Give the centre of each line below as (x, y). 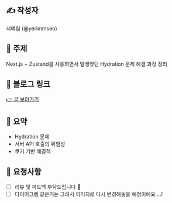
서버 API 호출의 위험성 (40, 144)
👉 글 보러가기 (23, 99)
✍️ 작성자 (22, 11)
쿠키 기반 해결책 (32, 151)
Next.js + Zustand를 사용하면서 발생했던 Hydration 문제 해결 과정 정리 (87, 64)
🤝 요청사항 (24, 172)
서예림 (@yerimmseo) (32, 28)
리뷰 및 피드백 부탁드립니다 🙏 (47, 187)
